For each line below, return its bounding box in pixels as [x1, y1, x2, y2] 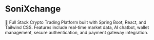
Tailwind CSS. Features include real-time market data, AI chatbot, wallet [5, 24, 150, 30]
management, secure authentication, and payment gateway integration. [5, 29, 149, 35]
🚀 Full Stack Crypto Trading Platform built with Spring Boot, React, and [5, 19, 147, 25]
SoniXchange [5, 3, 61, 14]
